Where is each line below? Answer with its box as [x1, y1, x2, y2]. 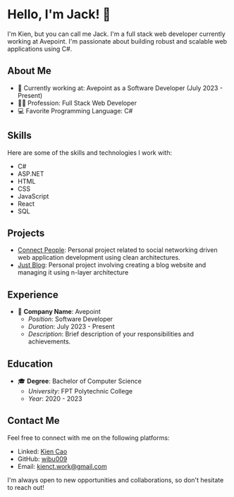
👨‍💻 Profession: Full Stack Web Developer [17, 99, 137, 107]
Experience [7, 289, 58, 301]
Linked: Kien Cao [17, 447, 68, 455]
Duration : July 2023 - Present [27, 322, 115, 331]
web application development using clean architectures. [17, 253, 181, 262]
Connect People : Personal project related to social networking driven [17, 246, 218, 254]
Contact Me [7, 415, 60, 427]
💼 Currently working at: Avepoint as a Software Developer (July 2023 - [17, 84, 223, 92]
